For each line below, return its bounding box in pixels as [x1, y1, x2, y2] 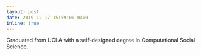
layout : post [6, 8, 40, 15]
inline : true [6, 20, 40, 26]
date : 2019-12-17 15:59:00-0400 [6, 15, 88, 21]
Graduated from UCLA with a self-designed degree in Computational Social [6, 37, 196, 44]
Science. [6, 43, 29, 50]
